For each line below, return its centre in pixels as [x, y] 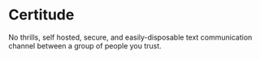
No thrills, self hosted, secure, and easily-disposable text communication [130, 37]
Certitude [41, 15]
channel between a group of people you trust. [85, 45]
